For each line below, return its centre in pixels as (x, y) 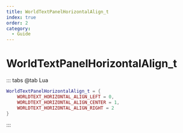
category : (19, 28)
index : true (21, 17)
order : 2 (17, 23)
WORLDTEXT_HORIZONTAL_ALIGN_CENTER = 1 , (68, 102)
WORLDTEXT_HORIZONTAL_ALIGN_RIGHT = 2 (66, 108)
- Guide (21, 34)
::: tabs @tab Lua (27, 80)
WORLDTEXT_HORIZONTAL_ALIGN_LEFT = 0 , (66, 96)
